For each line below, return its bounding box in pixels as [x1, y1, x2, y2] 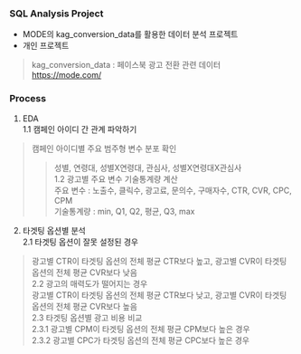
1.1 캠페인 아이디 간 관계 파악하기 [22, 123, 137, 134]
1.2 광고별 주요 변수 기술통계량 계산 [53, 173, 178, 184]
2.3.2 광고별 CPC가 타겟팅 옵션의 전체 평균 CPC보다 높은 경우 [31, 334, 250, 346]
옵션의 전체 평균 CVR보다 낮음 [31, 266, 138, 278]
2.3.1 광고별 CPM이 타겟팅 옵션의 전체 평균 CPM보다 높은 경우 [31, 323, 250, 334]
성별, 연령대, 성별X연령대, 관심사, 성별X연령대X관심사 [53, 162, 242, 173]
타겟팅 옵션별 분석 [22, 225, 86, 235]
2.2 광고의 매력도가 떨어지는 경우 [31, 278, 148, 289]
